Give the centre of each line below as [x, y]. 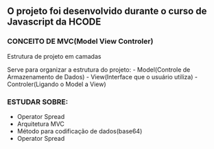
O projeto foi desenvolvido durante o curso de [107, 11]
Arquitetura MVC [41, 124]
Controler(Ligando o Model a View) [57, 84]
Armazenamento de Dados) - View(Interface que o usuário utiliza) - [102, 77]
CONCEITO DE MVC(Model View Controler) [80, 42]
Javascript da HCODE [54, 22]
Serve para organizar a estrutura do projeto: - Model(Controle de [99, 69]
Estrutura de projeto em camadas [54, 56]
